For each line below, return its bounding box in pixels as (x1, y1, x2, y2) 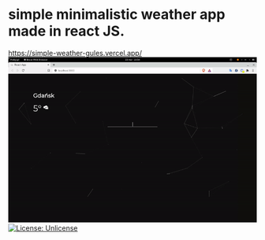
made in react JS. (8, 22, 125, 40)
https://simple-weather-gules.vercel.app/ (8, 48, 142, 57)
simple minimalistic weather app (8, 6, 226, 24)
